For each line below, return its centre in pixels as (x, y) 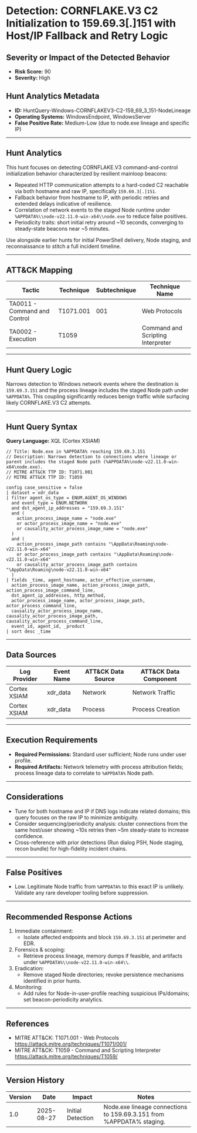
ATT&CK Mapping (40, 270)
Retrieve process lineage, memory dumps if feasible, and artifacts (103, 956)
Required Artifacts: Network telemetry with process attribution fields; (99, 766)
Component (160, 678)
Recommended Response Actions (69, 917)
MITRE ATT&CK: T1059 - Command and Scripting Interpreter (88, 1050)
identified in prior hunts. (52, 981)
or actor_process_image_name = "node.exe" (69, 524)
